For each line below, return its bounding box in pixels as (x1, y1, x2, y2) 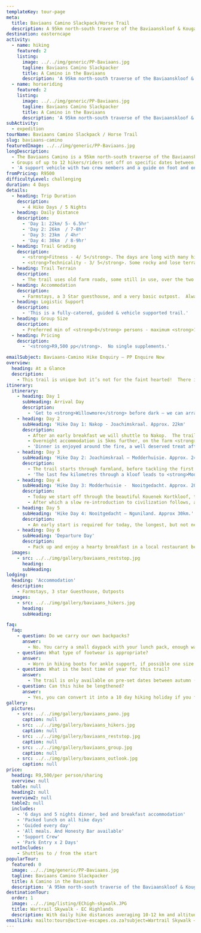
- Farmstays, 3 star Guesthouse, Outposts (17, 589, 124, 595)
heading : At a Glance (11, 365, 66, 371)
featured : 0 (11, 862, 42, 868)
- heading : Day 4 (17, 477, 60, 483)
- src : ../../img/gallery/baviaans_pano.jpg (17, 711, 130, 717)
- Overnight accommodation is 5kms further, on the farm (28, 438, 172, 444)
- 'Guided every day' (17, 823, 71, 829)
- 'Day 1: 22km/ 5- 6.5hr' (22, 221, 90, 227)
